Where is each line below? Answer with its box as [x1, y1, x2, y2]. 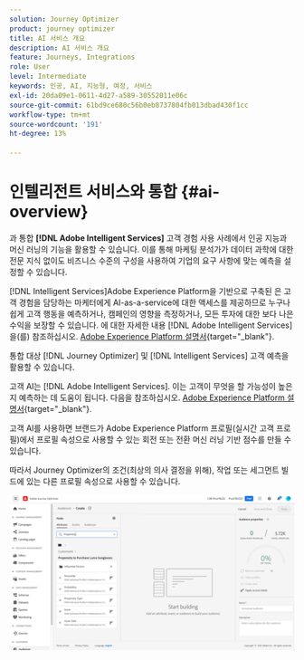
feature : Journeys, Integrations [9, 53, 136, 62]
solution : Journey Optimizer [9, 14, 119, 24]
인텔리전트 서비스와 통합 [9, 182, 178, 203]
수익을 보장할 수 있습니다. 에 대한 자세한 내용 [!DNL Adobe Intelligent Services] [9, 320, 293, 330]
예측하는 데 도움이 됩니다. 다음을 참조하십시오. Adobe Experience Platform [18, 392, 285, 403]
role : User [9, 62, 51, 72]
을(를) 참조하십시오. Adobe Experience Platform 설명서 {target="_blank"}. [9, 330, 275, 341]
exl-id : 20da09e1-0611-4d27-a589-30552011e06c [9, 91, 188, 100]
